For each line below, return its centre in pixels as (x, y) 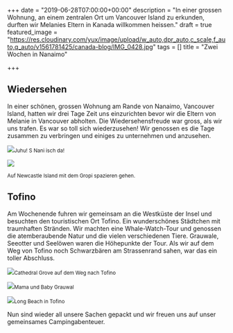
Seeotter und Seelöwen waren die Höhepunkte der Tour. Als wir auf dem (111, 243)
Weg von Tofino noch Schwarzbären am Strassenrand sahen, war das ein (112, 250)
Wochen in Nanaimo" (37, 54)
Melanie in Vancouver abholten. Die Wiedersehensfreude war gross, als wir (115, 121)
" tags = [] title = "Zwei (185, 47)
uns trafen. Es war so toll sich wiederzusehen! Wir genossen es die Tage (111, 128)
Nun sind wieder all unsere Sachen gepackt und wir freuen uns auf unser (112, 314)
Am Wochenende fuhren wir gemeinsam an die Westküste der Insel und (110, 214)
